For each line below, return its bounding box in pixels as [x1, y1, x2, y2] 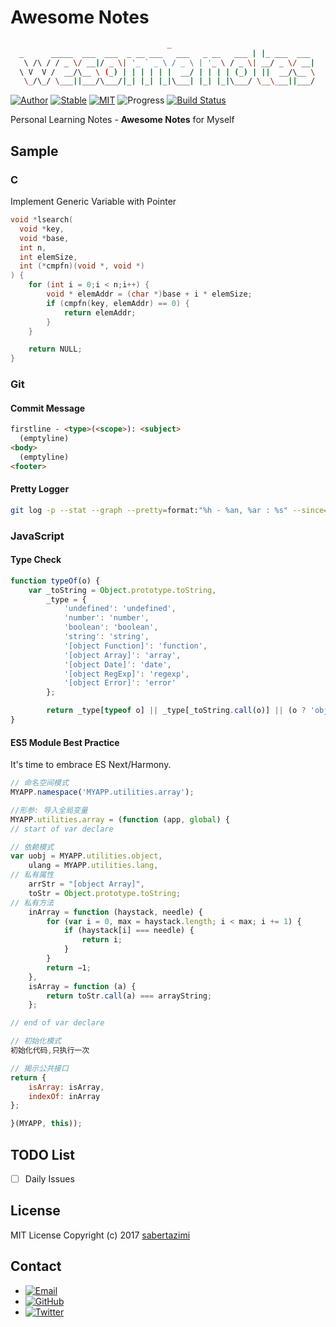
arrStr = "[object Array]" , [28, 879, 145, 890]
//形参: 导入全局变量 [10, 805, 88, 815]
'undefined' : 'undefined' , [63, 604, 177, 614]
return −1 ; [46, 962, 92, 973]
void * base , [19, 233, 70, 243]
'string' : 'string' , [63, 632, 150, 642]
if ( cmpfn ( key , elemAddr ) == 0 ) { [46, 298, 190, 308]
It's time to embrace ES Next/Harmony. [10, 759, 172, 771]
